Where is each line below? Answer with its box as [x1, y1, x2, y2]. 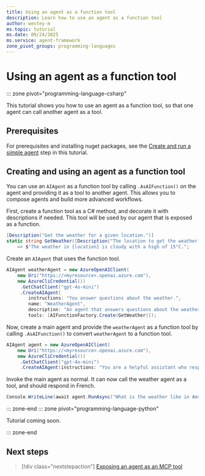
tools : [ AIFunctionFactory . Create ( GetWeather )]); [28, 312, 157, 319]
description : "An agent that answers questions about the [28, 307, 179, 313]
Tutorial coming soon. [6, 417, 61, 425]
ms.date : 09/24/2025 [6, 32, 59, 38]
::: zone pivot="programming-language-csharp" [6, 89, 127, 97]
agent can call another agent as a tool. [6, 108, 103, 115]
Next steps [6, 447, 49, 457]
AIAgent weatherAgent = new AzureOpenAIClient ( [6, 267, 130, 273]
